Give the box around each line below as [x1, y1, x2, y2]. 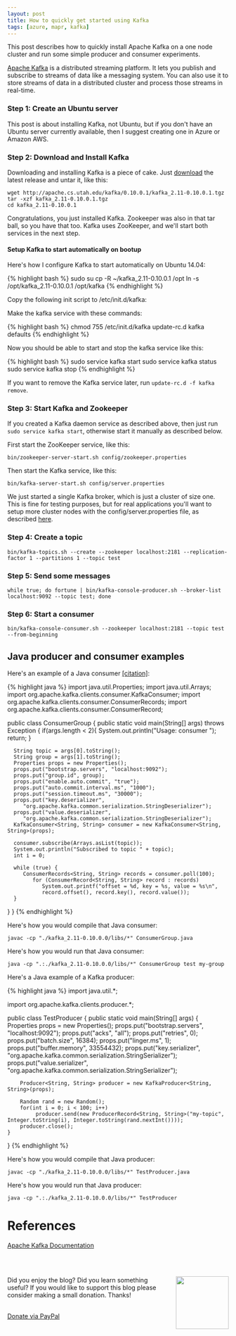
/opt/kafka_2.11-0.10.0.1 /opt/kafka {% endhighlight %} [7, 282, 164, 291]
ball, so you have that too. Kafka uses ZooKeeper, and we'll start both [7, 221, 209, 229]
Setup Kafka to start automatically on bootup [7, 245, 142, 253]
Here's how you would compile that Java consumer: [7, 921, 158, 929]
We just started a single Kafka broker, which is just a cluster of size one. [7, 492, 216, 501]
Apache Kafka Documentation [7, 1241, 95, 1249]
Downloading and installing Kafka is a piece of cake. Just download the [7, 168, 214, 177]
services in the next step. [7, 229, 81, 237]
